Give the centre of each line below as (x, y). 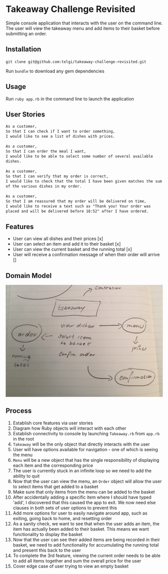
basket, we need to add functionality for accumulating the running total (86, 545)
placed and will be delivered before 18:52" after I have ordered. (77, 211)
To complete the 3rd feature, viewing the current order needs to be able (87, 556)
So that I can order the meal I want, (46, 151)
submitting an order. (26, 33)
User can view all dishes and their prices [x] (58, 239)
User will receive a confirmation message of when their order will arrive (86, 255)
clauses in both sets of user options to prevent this (65, 508)
